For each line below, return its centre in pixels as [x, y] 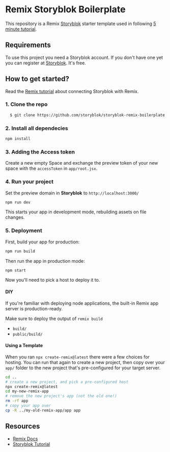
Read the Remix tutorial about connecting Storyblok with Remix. [72, 91]
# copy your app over [28, 406]
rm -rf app [17, 401]
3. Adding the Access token [40, 152]
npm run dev [18, 202]
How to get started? [37, 79]
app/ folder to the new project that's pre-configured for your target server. [83, 368]
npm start [16, 270]
